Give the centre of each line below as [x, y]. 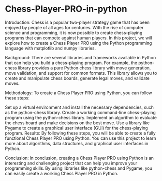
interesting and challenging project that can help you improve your [71, 163]
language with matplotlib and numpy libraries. [50, 48]
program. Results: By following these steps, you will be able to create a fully [80, 133]
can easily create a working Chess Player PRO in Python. [62, 173]
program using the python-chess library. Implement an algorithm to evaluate [81, 117]
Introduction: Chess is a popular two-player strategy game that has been [77, 22]
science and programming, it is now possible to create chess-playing [74, 33]
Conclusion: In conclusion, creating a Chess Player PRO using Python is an [79, 158]
